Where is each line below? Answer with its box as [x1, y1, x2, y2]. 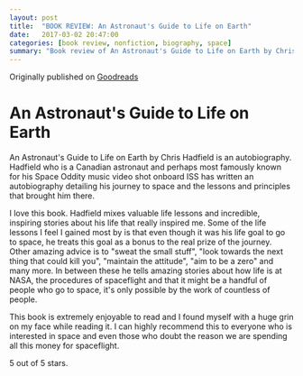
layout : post [9, 13, 59, 23]
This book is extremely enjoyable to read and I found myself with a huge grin [9, 312, 295, 323]
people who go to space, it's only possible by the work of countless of [9, 285, 271, 296]
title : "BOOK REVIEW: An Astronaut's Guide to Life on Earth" [9, 22, 252, 31]
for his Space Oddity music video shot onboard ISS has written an [9, 171, 254, 182]
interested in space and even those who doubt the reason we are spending [9, 331, 288, 342]
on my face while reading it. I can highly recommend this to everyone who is [9, 321, 293, 332]
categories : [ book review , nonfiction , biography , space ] [9, 38, 232, 48]
